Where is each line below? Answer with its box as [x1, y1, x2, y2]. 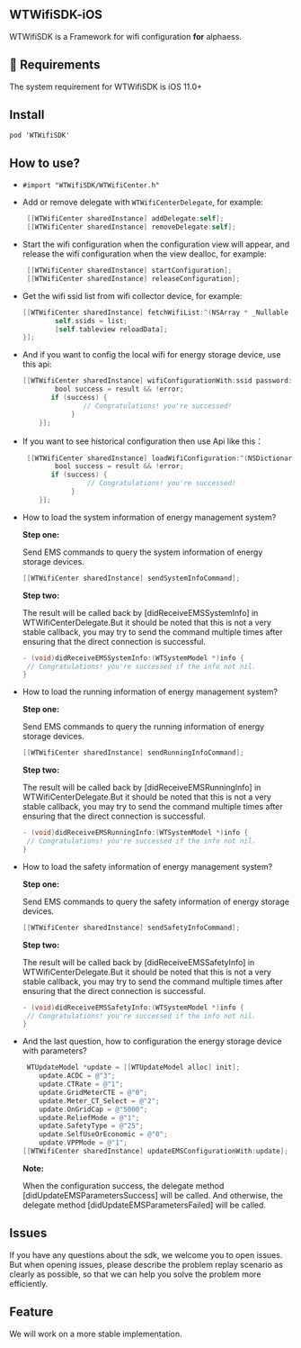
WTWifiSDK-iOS [9, 7, 103, 23]
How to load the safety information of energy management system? [22, 861, 273, 872]
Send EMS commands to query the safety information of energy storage [22, 896, 290, 907]
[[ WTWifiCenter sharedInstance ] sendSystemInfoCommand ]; [22, 574, 241, 583]
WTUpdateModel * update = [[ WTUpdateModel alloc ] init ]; [26, 1063, 241, 1072]
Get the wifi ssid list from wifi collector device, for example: [22, 290, 243, 301]
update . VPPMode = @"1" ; [39, 1138, 128, 1147]
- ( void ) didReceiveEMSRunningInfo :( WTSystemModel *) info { [22, 828, 249, 837]
